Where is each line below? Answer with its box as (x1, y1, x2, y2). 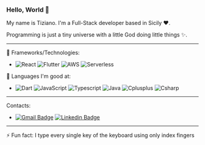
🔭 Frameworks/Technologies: (6, 49, 80, 57)
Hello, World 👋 (6, 5, 50, 14)
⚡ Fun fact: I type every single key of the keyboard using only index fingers (6, 132, 195, 139)
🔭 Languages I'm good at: (6, 72, 71, 80)
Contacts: (6, 102, 31, 109)
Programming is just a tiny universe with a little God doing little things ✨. (6, 31, 187, 38)
